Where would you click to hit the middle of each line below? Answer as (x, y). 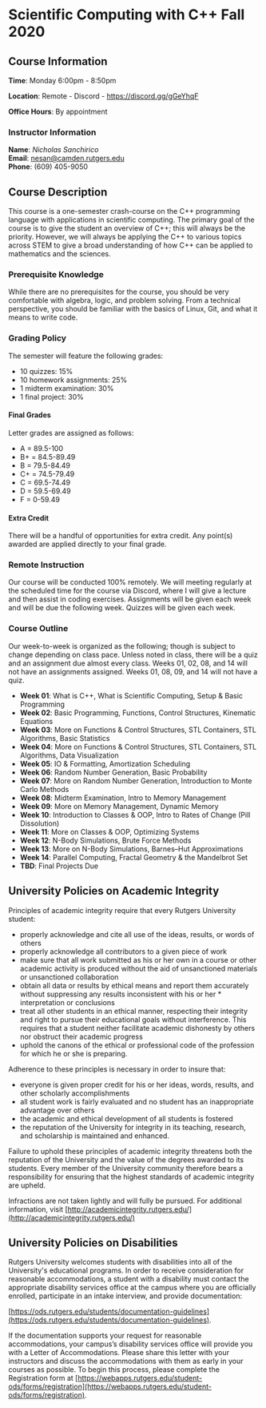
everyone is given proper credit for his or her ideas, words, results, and (137, 1084)
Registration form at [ (43, 1378)
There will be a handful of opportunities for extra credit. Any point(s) (121, 536)
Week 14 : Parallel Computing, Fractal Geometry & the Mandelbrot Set (134, 857)
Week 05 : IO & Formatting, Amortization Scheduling (105, 763)
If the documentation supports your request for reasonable (105, 1336)
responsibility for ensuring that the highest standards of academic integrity (131, 1177)
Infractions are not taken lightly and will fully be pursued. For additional (125, 1201)
